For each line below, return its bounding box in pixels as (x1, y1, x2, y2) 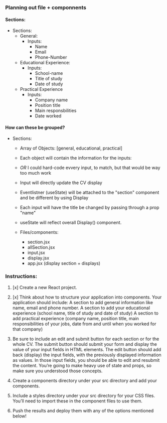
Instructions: (5, 273, 38, 280)
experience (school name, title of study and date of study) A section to (12, 310, 159, 316)
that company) (12, 326, 43, 332)
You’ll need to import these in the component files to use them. (12, 398, 143, 404)
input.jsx (27, 250, 45, 256)
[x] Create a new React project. (12, 284, 77, 290)
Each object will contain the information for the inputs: (20, 155, 132, 161)
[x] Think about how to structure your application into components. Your (12, 294, 162, 300)
